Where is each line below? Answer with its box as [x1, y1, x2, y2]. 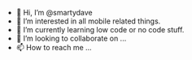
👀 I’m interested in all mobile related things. [15, 16, 161, 26]
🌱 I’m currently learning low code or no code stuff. [15, 25, 185, 34]
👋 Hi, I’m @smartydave [15, 8, 93, 17]
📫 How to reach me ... [15, 43, 92, 52]
